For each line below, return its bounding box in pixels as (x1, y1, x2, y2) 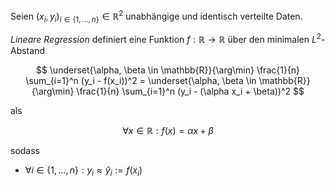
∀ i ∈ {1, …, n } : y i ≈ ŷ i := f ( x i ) (24, 164, 143, 178)
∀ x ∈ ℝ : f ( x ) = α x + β (122, 125, 214, 137)
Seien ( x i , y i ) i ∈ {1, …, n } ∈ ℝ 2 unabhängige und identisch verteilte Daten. (10, 9, 303, 24)
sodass (10, 145, 40, 157)
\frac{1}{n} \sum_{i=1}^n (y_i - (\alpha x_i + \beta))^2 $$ (76, 85, 305, 98)
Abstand (10, 45, 45, 57)
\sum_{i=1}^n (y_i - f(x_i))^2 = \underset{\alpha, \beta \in (25, 75, 257, 87)
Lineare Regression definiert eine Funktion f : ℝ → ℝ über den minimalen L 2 (10, 32, 322, 46)
